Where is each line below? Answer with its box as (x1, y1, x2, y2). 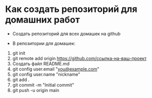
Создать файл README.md (12, 60, 70, 66)
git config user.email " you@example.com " (12, 66, 99, 72)
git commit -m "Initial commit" (12, 81, 74, 88)
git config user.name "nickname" (12, 71, 80, 77)
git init (12, 50, 25, 56)
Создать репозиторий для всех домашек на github (12, 30, 121, 36)
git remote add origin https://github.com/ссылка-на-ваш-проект (12, 55, 146, 61)
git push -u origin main (12, 87, 59, 93)
